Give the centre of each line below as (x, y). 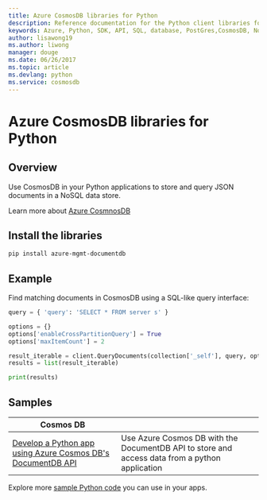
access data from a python (170, 458)
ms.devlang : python (41, 75)
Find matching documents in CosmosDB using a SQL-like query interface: (129, 298)
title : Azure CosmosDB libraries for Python (83, 16)
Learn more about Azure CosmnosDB (70, 211)
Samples (31, 402)
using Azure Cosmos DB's (61, 452)
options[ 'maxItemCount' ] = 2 (56, 341)
